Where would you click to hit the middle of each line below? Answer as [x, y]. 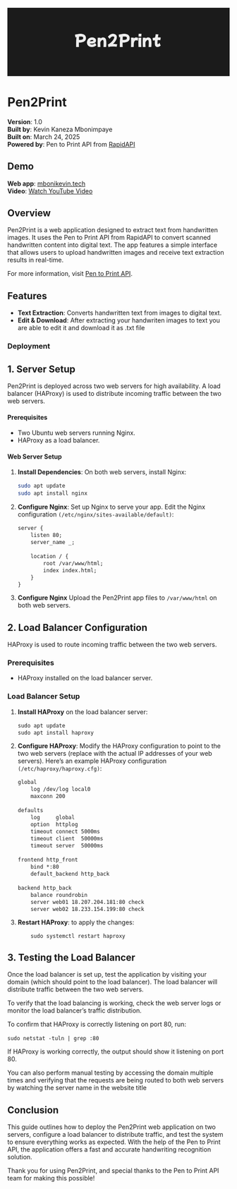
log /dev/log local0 [61, 789]
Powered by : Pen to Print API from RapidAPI [71, 144]
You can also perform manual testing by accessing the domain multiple [110, 1073]
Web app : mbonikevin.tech [47, 183]
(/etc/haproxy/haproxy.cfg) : [60, 768]
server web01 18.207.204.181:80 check [87, 902]
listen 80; [47, 536]
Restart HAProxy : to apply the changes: [76, 922]
